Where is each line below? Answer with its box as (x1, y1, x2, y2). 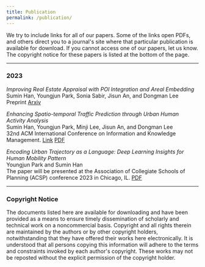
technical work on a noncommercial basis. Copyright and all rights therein (6, 222, 192, 229)
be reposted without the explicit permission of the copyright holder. (6, 254, 176, 262)
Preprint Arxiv (6, 98, 41, 105)
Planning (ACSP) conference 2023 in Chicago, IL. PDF (6, 174, 142, 181)
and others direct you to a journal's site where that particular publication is (6, 38, 193, 45)
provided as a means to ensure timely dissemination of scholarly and (6, 215, 179, 222)
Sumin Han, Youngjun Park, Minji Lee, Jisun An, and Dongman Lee (6, 123, 173, 130)
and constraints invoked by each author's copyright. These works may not (6, 247, 193, 255)
